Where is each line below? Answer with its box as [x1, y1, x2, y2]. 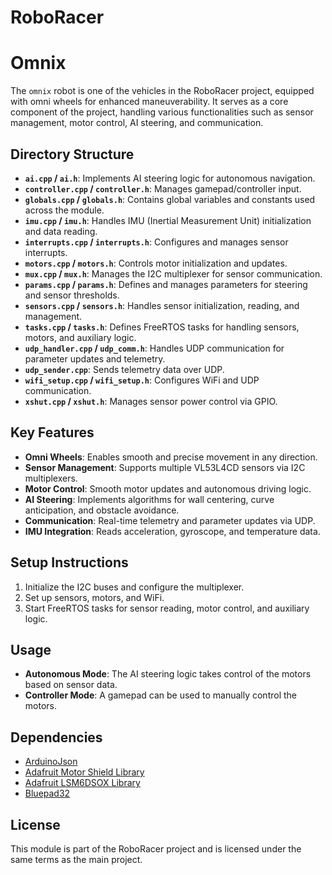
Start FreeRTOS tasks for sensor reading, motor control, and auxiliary [24, 602, 310, 614]
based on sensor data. [24, 679, 118, 691]
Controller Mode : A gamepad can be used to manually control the [24, 689, 297, 701]
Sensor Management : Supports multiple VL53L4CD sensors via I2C [24, 461, 306, 473]
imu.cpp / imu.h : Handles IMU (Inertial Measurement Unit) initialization [24, 214, 312, 226]
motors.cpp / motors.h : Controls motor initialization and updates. [24, 257, 288, 269]
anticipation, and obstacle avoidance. [24, 504, 180, 516]
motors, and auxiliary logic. [24, 331, 137, 343]
